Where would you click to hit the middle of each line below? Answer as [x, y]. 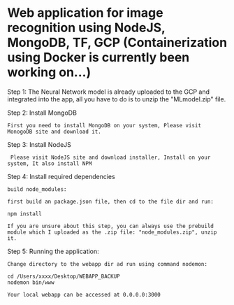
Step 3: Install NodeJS [39, 144]
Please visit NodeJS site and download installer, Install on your [110, 157]
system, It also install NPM [50, 163]
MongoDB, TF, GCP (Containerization [117, 43]
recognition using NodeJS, [86, 28]
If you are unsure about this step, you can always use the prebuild [111, 226]
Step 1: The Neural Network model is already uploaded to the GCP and [109, 92]
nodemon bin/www [31, 282]
